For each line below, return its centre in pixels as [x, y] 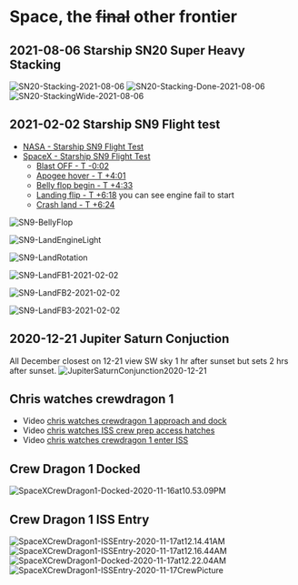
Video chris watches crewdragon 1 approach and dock [124, 421]
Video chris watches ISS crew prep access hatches [119, 430]
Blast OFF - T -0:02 [73, 166]
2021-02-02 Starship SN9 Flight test [115, 125]
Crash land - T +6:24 [75, 204]
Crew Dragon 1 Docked [75, 469]
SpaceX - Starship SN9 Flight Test [86, 156]
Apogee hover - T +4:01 [81, 176]
